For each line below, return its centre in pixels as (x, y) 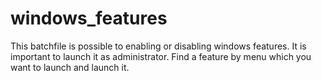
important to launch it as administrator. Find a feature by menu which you (161, 56)
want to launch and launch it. (70, 67)
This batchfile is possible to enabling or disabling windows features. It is (158, 46)
